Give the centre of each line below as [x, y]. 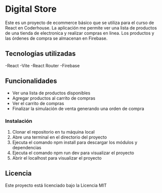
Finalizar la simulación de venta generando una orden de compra [78, 109]
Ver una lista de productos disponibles [51, 93]
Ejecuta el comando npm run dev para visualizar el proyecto [73, 153]
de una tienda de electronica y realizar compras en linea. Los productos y [80, 33]
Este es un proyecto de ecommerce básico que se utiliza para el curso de [80, 23]
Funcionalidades [31, 81]
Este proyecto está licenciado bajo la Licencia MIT [56, 185]
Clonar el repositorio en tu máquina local [53, 132]
